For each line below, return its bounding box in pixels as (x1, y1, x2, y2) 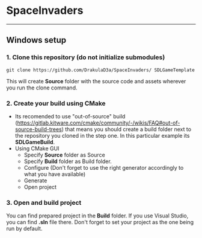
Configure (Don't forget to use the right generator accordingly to (23, 164, 184, 171)
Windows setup (6, 35, 67, 45)
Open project (23, 183, 57, 190)
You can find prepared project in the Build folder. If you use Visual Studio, (6, 212, 189, 219)
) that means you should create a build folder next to (61, 125, 191, 133)
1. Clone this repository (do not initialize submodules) (6, 53, 165, 62)
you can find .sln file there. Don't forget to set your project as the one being (6, 219, 194, 226)
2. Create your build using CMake (6, 99, 106, 108)
